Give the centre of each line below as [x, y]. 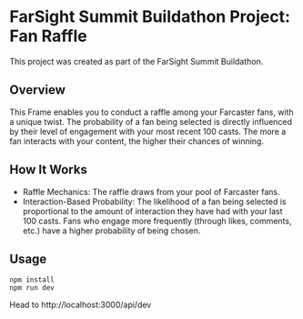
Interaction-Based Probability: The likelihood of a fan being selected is [154, 201]
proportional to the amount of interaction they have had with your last [153, 211]
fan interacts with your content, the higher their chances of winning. [136, 141]
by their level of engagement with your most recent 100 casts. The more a [148, 131]
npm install [32, 280]
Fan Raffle [49, 36]
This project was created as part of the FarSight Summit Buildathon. [136, 61]
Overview [38, 90]
